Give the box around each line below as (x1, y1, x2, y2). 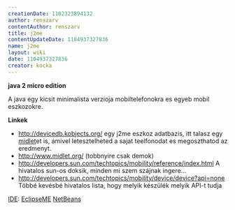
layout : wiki (8, 50, 46, 57)
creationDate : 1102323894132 (8, 10, 93, 17)
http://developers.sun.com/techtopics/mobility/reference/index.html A (17, 158, 220, 167)
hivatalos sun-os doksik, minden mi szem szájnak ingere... (17, 166, 187, 174)
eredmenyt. (17, 144, 52, 152)
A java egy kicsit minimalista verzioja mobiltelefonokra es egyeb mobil (8, 95, 210, 103)
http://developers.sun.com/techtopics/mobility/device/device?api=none (17, 174, 225, 182)
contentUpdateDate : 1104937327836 (8, 36, 109, 43)
